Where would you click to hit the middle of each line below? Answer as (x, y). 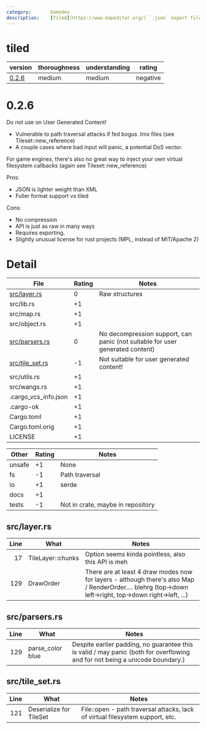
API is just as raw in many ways (55, 226)
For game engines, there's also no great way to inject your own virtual (94, 159)
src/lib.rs (22, 304)
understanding (108, 68)
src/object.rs (28, 324)
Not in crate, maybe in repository (108, 505)
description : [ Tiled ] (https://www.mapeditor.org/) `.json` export (97, 18)
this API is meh (106, 562)
